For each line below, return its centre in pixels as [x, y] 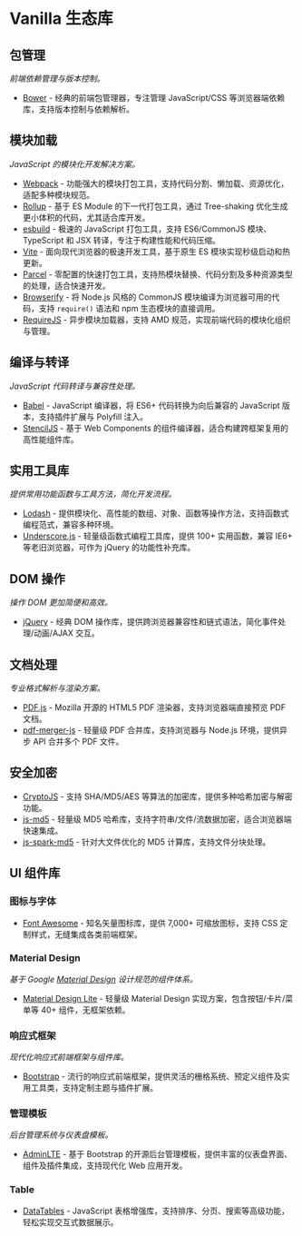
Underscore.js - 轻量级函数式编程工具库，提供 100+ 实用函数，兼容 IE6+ [157, 536]
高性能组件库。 [50, 439]
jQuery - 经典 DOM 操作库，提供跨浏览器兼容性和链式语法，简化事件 [150, 622]
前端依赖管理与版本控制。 [57, 79]
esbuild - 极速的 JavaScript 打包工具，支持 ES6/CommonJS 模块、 [147, 229]
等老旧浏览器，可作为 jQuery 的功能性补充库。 [109, 548]
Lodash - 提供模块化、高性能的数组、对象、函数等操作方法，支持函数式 [156, 513]
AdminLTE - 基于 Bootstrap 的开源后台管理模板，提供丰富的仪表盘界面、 [157, 1154]
